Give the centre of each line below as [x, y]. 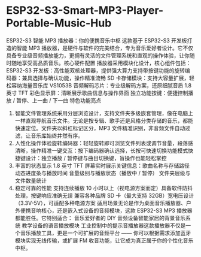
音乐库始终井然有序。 [57, 135]
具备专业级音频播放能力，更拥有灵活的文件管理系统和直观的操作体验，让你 [98, 55]
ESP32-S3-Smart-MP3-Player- [85, 10]
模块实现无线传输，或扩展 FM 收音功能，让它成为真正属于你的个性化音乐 [104, 240]
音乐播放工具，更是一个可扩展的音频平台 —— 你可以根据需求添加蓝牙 [106, 233]
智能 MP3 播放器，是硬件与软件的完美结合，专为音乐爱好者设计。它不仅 [105, 48]
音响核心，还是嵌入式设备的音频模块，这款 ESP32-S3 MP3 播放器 [112, 210]
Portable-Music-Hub [59, 23]
